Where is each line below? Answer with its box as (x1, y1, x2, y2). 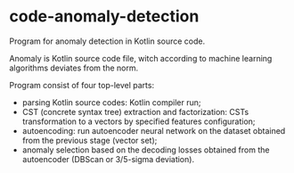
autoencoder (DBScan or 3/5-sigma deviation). (21, 153, 194, 164)
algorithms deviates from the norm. (9, 62, 139, 73)
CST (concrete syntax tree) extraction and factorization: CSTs (21, 106, 249, 117)
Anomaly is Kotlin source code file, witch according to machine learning (9, 53, 273, 63)
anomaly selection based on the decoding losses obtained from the (21, 144, 270, 155)
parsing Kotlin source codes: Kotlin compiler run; (21, 96, 201, 108)
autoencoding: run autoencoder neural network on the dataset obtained (21, 125, 286, 136)
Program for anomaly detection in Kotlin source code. (9, 36, 206, 46)
